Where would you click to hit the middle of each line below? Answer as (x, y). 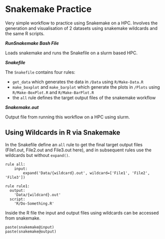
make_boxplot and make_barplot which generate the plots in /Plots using (86, 87)
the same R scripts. (25, 33)
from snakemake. (23, 218)
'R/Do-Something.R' (34, 203)
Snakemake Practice (48, 9)
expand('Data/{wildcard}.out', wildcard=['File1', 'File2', (86, 173)
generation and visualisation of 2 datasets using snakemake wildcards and (82, 28)
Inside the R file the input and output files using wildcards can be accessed (82, 213)
